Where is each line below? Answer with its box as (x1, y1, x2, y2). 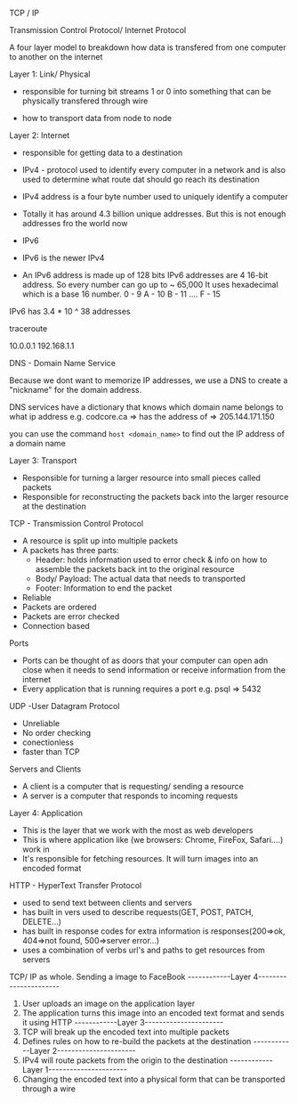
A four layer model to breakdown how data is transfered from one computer (9, 42, 286, 53)
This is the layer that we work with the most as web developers (21, 825, 254, 836)
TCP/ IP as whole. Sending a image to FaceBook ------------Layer (9, 971, 252, 982)
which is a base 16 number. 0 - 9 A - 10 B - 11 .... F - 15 (21, 289, 221, 299)
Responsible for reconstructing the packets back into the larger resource (21, 492, 289, 502)
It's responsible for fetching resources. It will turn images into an (21, 854, 259, 863)
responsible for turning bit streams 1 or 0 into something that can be (21, 86, 271, 96)
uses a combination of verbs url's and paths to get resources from (21, 944, 265, 955)
